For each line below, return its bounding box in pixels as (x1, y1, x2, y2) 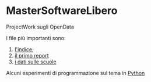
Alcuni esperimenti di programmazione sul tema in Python (6, 69, 145, 76)
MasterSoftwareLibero (6, 4, 118, 17)
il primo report (14, 52, 49, 59)
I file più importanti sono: (6, 34, 66, 41)
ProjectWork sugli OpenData (6, 23, 75, 30)
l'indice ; (14, 45, 34, 53)
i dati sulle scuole (14, 58, 57, 65)
